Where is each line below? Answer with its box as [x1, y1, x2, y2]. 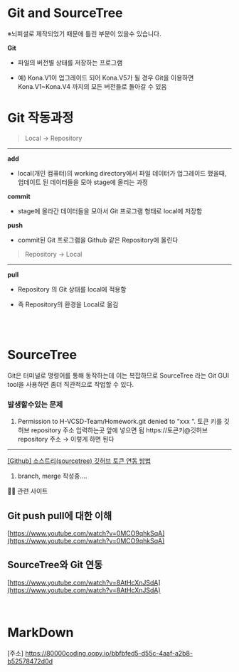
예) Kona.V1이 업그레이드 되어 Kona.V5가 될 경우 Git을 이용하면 [17, 73, 194, 82]
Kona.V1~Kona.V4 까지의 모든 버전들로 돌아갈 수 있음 [17, 82, 167, 90]
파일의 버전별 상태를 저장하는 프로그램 [17, 58, 123, 67]
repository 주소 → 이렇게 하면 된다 [17, 435, 115, 444]
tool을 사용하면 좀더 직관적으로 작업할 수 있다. [7, 380, 134, 388]
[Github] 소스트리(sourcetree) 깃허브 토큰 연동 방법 [7, 457, 152, 465]
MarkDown [7, 624, 74, 641]
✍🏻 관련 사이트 [7, 487, 48, 496]
